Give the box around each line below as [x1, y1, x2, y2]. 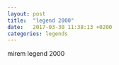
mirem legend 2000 [7, 49, 65, 58]
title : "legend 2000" [7, 17, 74, 24]
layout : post [7, 10, 46, 18]
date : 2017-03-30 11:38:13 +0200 [7, 23, 113, 30]
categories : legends [7, 30, 69, 37]
